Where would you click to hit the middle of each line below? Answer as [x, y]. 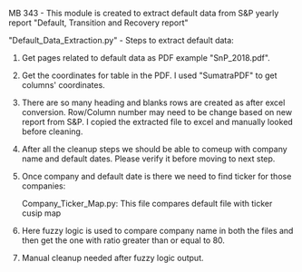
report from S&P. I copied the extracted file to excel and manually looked [157, 122]
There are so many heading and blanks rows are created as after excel [153, 102]
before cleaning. [52, 131]
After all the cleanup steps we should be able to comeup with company [154, 149]
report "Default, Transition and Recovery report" [98, 23]
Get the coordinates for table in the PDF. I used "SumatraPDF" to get [149, 75]
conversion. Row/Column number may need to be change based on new [156, 112]
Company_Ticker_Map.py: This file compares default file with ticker [147, 204]
